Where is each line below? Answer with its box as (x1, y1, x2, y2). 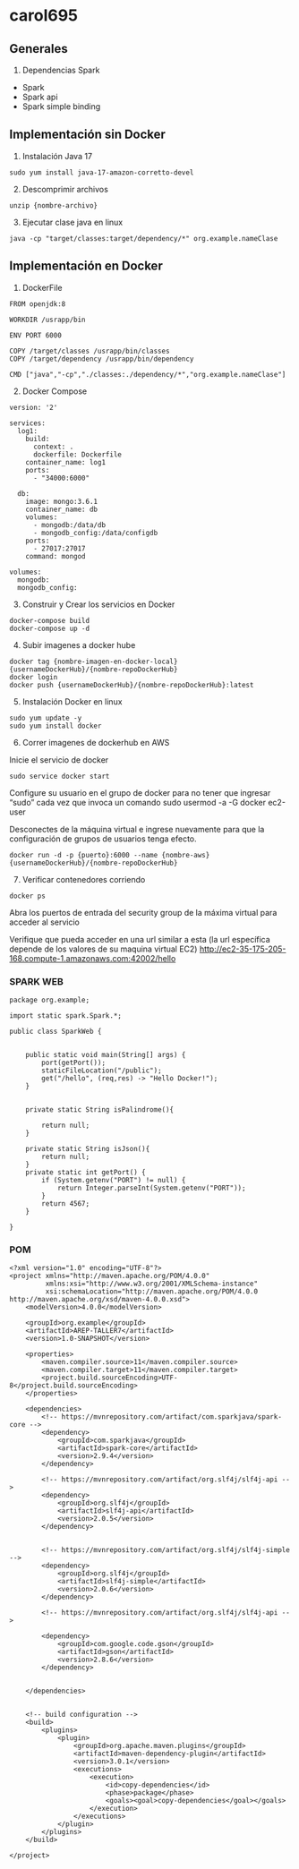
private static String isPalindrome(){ (25, 1105, 175, 1114)
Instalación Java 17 (21, 150, 92, 161)
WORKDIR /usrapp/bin (9, 315, 87, 324)
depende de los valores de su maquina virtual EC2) (9, 943, 198, 954)
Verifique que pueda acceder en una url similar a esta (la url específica (9, 934, 270, 944)
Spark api (21, 91, 58, 102)
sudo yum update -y (9, 713, 82, 722)
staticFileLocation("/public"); (41, 1066, 163, 1075)
